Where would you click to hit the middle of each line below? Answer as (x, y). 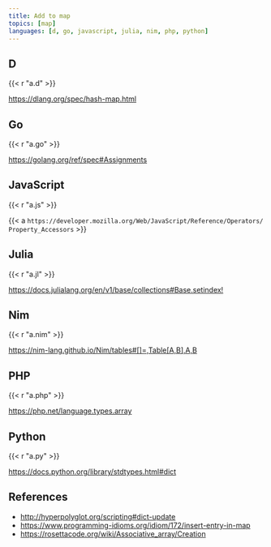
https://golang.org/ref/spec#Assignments (78, 160)
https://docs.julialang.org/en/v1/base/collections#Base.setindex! (116, 289)
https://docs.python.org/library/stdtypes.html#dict (92, 472)
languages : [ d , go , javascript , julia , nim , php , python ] (108, 31)
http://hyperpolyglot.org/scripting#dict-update (98, 516)
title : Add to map (39, 16)
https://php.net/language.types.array (70, 411)
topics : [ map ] (32, 24)
